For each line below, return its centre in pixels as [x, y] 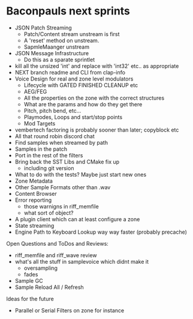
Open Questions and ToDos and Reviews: [58, 243]
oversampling [41, 268]
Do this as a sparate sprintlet [59, 59]
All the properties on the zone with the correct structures [94, 98]
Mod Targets [40, 123]
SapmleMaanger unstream [57, 47]
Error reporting [33, 200]
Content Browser [36, 193]
